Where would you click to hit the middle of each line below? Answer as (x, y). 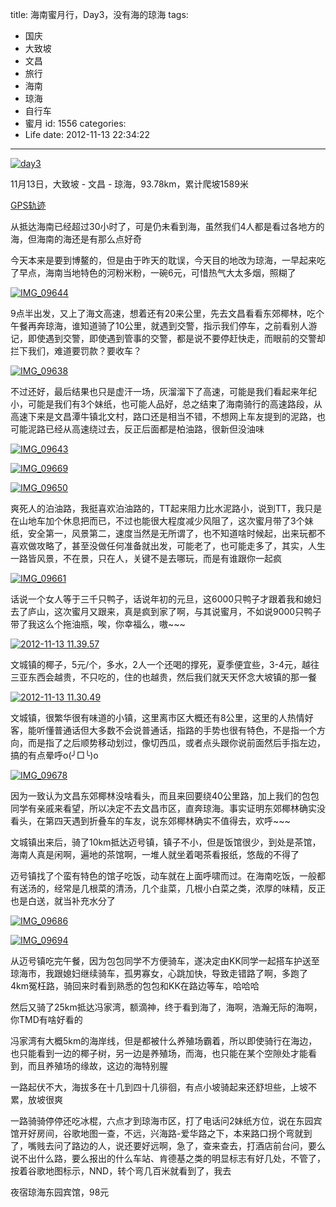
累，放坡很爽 (36, 1099)
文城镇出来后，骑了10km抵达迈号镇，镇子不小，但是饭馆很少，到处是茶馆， (166, 842)
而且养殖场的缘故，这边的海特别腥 (97, 1066)
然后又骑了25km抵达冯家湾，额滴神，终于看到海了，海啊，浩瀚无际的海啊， (166, 1007)
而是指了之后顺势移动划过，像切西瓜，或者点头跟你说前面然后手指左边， (176, 742)
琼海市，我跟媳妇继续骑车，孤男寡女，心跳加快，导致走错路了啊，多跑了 (159, 973)
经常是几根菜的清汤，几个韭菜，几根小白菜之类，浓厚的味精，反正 (189, 888)
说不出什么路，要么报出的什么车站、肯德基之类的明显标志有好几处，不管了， (168, 1158)
